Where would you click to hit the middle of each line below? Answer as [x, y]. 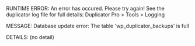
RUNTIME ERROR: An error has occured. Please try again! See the [85, 8]
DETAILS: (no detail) [30, 37]
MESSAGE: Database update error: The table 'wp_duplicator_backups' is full [98, 26]
